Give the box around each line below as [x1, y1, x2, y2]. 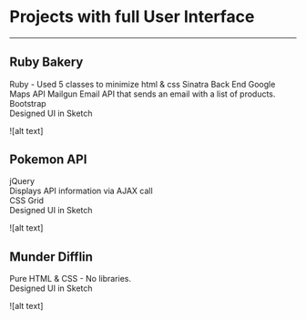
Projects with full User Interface [9, 6, 255, 27]
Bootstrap [9, 98, 47, 108]
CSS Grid [9, 195, 44, 206]
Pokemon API [9, 151, 87, 167]
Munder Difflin [9, 249, 94, 264]
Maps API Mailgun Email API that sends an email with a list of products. [9, 88, 276, 99]
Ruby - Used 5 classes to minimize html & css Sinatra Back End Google [9, 78, 276, 89]
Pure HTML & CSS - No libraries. [9, 274, 132, 284]
